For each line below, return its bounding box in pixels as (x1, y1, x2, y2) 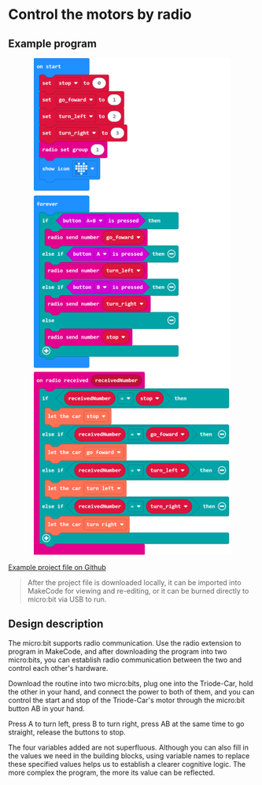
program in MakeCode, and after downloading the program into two (8, 646, 227, 656)
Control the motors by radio (8, 6, 192, 24)
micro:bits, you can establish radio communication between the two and (8, 655, 242, 665)
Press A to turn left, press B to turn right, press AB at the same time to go (8, 719, 245, 728)
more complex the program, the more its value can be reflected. (8, 768, 216, 777)
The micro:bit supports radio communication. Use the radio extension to (8, 638, 242, 647)
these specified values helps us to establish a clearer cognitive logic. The (8, 759, 246, 768)
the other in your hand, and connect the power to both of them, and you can (8, 687, 255, 696)
